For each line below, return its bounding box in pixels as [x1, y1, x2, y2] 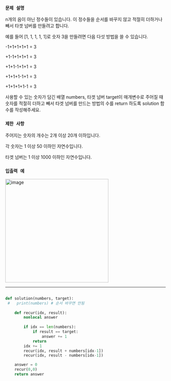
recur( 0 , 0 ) [14, 367, 38, 372]
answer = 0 [14, 362, 38, 367]
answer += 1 [41, 334, 67, 339]
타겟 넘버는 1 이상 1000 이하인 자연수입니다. [5, 154, 92, 160]
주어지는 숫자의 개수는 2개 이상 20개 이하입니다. [5, 132, 101, 138]
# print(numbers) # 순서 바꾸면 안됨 [7, 301, 85, 306]
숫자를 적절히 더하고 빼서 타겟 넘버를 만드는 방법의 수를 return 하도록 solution [5, 100, 159, 106]
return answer [14, 372, 44, 377]
